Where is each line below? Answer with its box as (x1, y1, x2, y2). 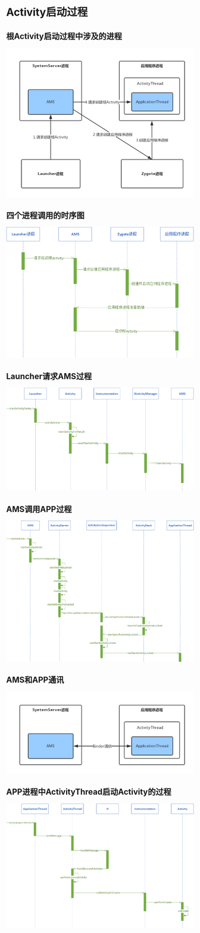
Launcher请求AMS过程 (6, 371, 92, 381)
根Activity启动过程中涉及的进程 (6, 31, 123, 41)
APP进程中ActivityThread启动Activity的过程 (6, 787, 171, 797)
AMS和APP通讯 (6, 675, 64, 685)
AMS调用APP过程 (6, 504, 72, 514)
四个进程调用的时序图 (6, 210, 85, 220)
